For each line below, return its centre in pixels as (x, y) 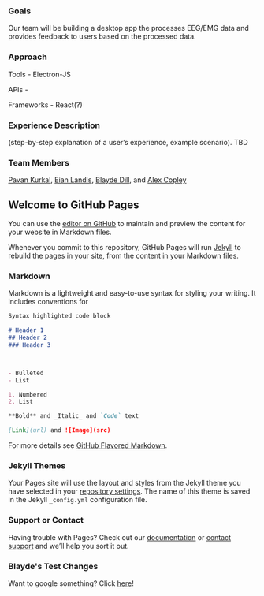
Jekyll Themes (37, 465)
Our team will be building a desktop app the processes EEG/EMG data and (129, 28)
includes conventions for (48, 302)
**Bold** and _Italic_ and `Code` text (74, 416)
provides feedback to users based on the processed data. (102, 36)
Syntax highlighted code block (59, 316)
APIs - (19, 89)
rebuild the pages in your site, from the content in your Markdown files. (123, 255)
